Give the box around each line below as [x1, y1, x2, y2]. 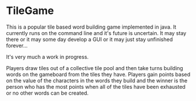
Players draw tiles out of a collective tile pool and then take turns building [6, 64, 184, 71]
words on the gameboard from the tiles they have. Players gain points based [6, 71, 191, 78]
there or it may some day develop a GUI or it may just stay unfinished [6, 36, 173, 43]
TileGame [6, 4, 55, 18]
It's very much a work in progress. [6, 53, 89, 60]
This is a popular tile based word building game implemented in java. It [6, 23, 177, 30]
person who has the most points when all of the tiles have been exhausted [6, 83, 186, 90]
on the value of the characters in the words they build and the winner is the [6, 77, 188, 84]
